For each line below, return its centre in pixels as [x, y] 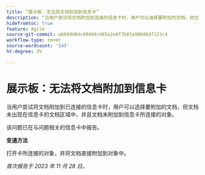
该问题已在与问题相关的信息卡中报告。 [54, 127]
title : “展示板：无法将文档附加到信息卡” [53, 12]
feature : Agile [26, 29]
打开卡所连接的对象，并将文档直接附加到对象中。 [68, 153]
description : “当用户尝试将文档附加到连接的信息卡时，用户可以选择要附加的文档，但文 [103, 18]
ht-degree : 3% [24, 52]
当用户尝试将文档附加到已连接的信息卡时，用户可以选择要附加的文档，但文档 [103, 106]
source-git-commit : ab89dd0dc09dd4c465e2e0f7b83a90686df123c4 [87, 35]
